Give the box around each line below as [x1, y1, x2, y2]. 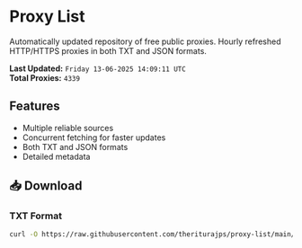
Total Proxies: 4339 [9, 72, 81, 83]
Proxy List [9, 6, 85, 27]
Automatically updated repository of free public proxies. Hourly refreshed [9, 36, 281, 47]
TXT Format [9, 209, 63, 222]
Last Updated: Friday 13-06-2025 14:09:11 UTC [9, 63, 186, 74]
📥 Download [9, 178, 83, 194]
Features [9, 99, 60, 114]
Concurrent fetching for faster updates [22, 132, 166, 143]
